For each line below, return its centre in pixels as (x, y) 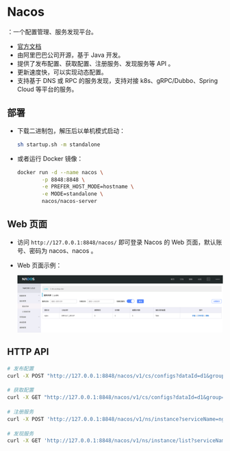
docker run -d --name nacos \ (60, 172)
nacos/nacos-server (69, 202)
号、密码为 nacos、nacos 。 (57, 250)
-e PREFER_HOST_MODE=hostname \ (88, 187)
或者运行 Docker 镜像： (50, 158)
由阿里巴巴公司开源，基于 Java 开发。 (71, 55)
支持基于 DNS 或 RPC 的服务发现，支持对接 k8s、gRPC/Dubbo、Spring (117, 80)
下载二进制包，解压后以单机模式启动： (71, 130)
